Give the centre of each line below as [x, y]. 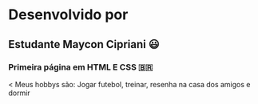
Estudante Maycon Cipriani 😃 [84, 44]
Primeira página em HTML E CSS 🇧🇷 [81, 67]
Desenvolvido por [68, 15]
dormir [19, 93]
